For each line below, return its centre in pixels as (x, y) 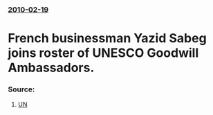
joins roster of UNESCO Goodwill (103, 53)
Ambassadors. (51, 68)
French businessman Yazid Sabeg (107, 38)
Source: (21, 89)
